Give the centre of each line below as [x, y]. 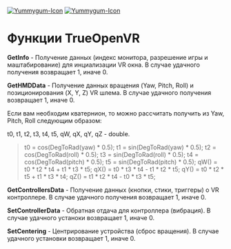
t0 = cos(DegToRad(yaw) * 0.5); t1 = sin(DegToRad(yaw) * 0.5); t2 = [120, 147]
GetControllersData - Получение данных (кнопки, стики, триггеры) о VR [113, 190]
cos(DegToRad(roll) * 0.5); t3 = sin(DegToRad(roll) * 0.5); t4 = [111, 154]
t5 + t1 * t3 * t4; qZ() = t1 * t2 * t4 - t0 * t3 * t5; [90, 176]
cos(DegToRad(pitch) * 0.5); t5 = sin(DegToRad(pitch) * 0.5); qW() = [121, 162]
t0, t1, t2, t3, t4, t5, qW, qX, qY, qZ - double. [69, 133]
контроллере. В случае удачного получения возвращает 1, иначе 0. [107, 197]
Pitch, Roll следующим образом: [54, 120]
